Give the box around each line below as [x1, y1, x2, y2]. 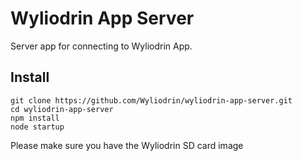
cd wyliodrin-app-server [10, 104, 114, 114]
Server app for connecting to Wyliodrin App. [10, 40, 193, 52]
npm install [10, 113, 60, 123]
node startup [10, 122, 65, 132]
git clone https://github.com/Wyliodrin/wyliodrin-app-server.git [10, 95, 293, 106]
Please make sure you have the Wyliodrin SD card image [10, 139, 244, 151]
